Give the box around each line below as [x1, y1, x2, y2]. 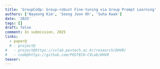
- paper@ [9, 39, 27, 44]
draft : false [5, 25, 31, 30]
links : [5, 34, 18, 39]
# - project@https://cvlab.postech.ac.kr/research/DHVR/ [5, 48, 127, 52]
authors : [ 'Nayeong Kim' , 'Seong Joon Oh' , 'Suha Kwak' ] [5, 12, 122, 17]
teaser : [5, 57, 21, 62]
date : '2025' [5, 16, 31, 21]
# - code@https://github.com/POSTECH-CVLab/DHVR [5, 52, 109, 57]
